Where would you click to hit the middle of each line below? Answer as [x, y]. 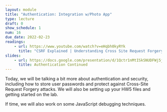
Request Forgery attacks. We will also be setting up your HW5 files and [78, 89]
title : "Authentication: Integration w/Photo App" [59, 14]
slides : [13, 56]
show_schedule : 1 [23, 28]
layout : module [21, 10]
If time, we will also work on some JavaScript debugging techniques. [76, 104]
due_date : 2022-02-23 [28, 37]
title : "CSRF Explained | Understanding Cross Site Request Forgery [91, 51]
